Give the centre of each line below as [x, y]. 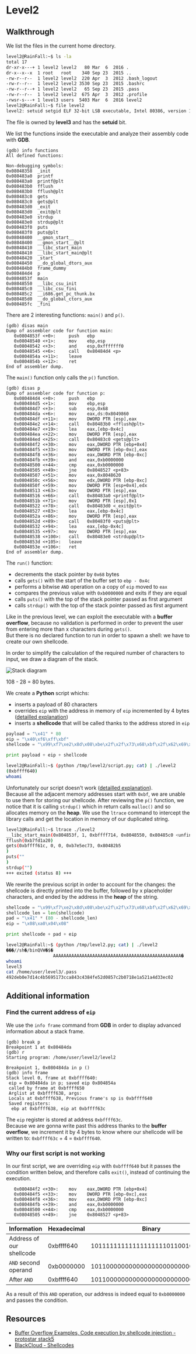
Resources [26, 1319]
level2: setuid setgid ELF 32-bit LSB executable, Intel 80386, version [96, 111]
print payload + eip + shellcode [47, 755]
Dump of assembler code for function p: [56, 393]
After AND [21, 1280]
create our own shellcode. [37, 641]
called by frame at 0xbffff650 [46, 1088]
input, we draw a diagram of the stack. [52, 659]
